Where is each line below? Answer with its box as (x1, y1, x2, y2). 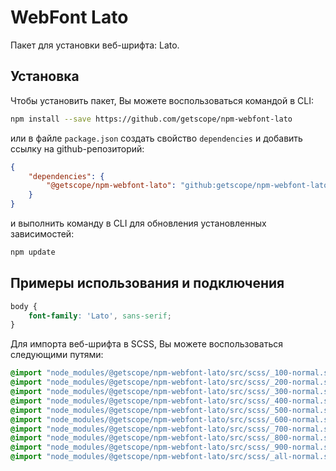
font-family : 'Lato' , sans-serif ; (28, 311, 172, 321)
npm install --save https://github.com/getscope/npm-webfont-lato (10, 114, 293, 124)
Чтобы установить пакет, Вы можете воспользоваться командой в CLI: (10, 94, 314, 106)
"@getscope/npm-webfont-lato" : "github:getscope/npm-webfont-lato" (46, 181, 333, 191)
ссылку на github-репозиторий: (10, 142, 145, 155)
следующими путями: (10, 349, 104, 361)
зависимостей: (10, 228, 75, 240)
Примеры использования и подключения (10, 275, 285, 292)
